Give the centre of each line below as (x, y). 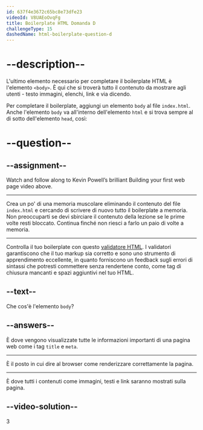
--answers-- (30, 326)
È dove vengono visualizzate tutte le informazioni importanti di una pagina (98, 340)
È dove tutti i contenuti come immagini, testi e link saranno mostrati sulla (96, 381)
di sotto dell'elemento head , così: (47, 119)
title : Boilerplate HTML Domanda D (51, 23)
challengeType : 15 (29, 29)
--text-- (21, 292)
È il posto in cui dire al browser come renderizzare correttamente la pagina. (100, 363)
